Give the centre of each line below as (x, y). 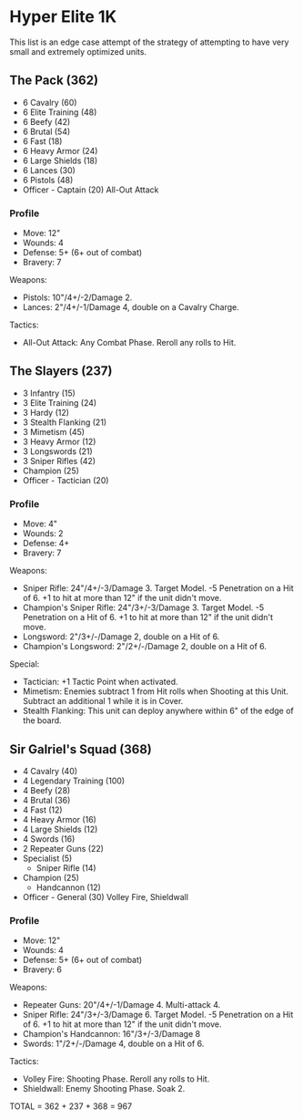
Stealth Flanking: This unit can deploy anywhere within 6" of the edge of (158, 711)
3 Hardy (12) (46, 412)
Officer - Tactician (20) (66, 480)
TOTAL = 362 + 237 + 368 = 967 (71, 1106)
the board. (42, 720)
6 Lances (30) (49, 170)
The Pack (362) (54, 81)
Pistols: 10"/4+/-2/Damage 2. (77, 297)
